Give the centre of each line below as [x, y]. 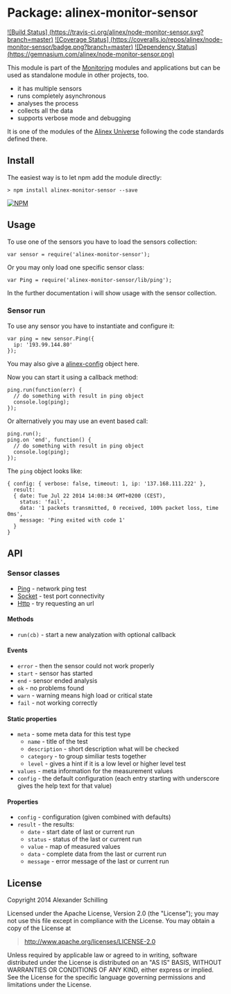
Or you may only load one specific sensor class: [76, 267]
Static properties [32, 719]
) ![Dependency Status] [164, 47]
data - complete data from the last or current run [97, 854]
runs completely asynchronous [61, 96]
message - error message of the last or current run [98, 861]
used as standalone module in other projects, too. [78, 75]
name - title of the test [58, 742]
